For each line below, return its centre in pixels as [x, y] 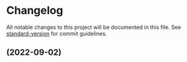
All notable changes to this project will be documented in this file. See [94, 27]
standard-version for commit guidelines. [57, 33]
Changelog [35, 11]
